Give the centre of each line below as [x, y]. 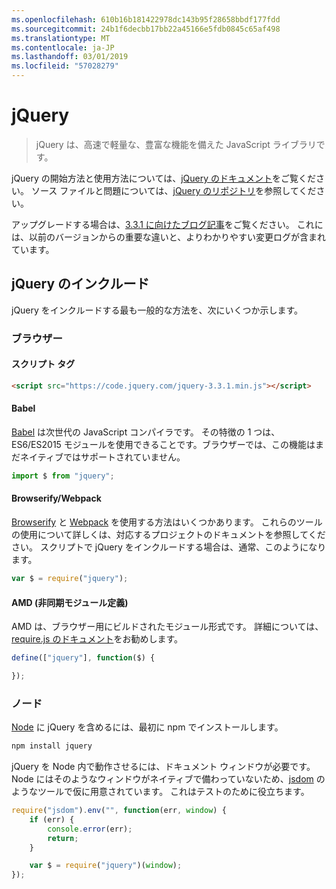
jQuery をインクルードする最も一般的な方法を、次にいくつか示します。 [157, 310]
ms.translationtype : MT [61, 38]
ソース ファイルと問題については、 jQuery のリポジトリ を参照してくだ [173, 190]
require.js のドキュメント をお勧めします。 [97, 639]
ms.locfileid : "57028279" [65, 66]
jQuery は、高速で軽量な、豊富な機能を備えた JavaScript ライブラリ [176, 144]
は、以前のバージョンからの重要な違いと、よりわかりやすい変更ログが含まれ [168, 237]
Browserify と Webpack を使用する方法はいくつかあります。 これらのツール [167, 522]
